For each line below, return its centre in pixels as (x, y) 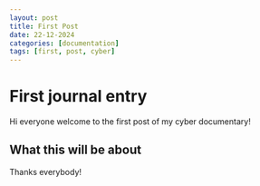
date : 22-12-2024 (42, 34)
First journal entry (78, 97)
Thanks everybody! (46, 171)
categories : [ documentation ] (64, 43)
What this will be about (76, 150)
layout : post (34, 18)
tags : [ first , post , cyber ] (63, 52)
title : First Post (44, 26)
